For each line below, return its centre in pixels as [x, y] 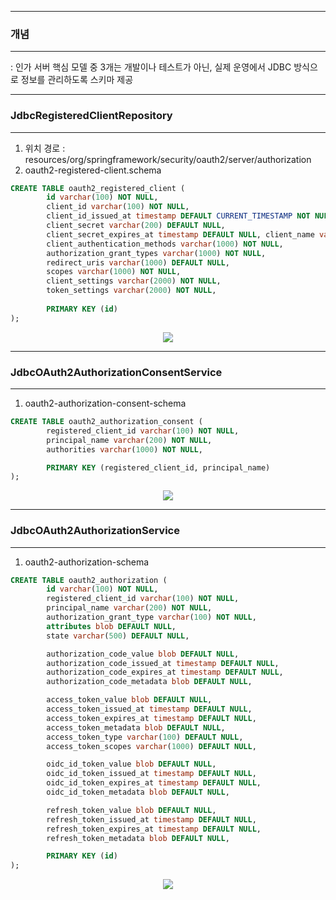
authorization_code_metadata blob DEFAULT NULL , [149, 682]
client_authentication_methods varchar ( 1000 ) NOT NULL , [165, 244]
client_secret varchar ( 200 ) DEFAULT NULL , [136, 226]
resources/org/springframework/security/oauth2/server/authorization [168, 159]
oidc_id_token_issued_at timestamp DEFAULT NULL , [151, 774]
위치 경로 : [45, 148]
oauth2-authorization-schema [87, 562]
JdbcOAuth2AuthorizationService [95, 531]
